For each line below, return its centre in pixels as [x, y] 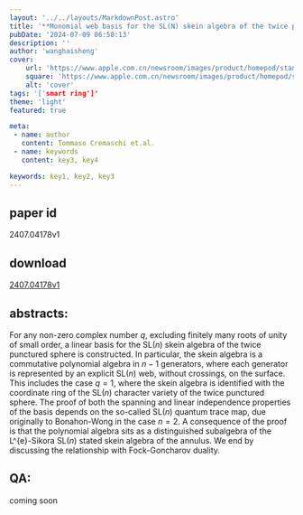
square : [40, 77]
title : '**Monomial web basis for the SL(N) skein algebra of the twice [149, 26]
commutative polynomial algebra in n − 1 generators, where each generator [149, 363]
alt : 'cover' [50, 85]
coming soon [34, 500]
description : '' [40, 43]
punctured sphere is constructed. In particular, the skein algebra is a [136, 354]
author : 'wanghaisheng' [54, 51]
